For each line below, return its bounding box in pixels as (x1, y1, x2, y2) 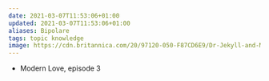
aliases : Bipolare (8, 26, 70, 34)
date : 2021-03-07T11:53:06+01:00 (8, 11, 120, 20)
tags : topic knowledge (8, 34, 84, 43)
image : (8, 42, 30, 50)
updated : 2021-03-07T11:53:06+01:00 (8, 19, 130, 27)
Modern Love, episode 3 (19, 63, 102, 73)
